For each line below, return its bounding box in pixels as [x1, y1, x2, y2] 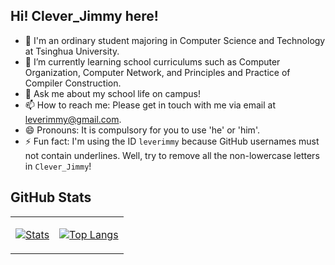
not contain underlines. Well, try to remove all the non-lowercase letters [24, 149, 320, 161]
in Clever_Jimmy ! [24, 160, 92, 172]
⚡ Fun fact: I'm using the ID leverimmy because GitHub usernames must [24, 135, 320, 147]
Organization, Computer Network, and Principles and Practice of [24, 66, 291, 78]
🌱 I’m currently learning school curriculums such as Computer [24, 55, 281, 68]
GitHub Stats [10, 189, 92, 206]
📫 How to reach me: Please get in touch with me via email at [24, 99, 277, 111]
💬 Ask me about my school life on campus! [24, 87, 202, 99]
